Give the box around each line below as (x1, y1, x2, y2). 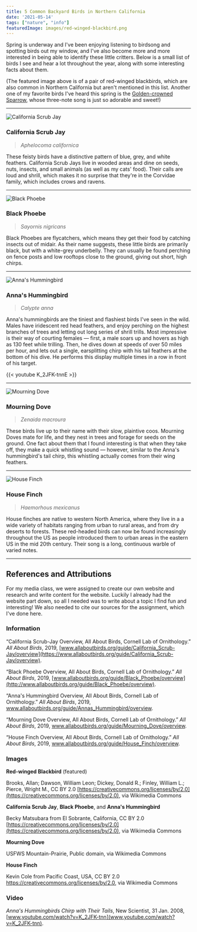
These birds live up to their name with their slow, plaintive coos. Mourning (6, 428, 185, 435)
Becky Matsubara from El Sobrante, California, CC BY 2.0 (6, 815, 145, 822)
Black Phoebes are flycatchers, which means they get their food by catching (6, 234, 191, 242)
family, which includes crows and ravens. (6, 178, 106, 185)
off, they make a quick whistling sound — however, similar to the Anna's (6, 446, 180, 454)
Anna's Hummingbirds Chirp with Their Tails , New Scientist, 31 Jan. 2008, (6, 907, 185, 914)
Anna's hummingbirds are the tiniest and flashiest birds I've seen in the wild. (6, 316, 191, 323)
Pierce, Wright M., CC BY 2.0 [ (6, 786, 79, 793)
